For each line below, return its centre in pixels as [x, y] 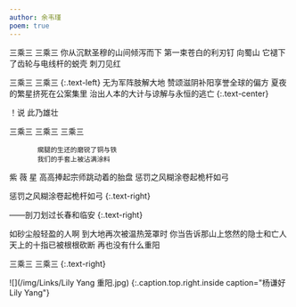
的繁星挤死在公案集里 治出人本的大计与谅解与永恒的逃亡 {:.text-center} [139, 93]
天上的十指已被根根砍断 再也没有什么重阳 [85, 245]
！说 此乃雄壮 [34, 112]
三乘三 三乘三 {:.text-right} [58, 263]
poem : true [29, 26]
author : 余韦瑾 [35, 17]
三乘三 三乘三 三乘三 [47, 131]
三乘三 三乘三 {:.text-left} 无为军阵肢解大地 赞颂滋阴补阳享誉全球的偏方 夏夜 [148, 82]
